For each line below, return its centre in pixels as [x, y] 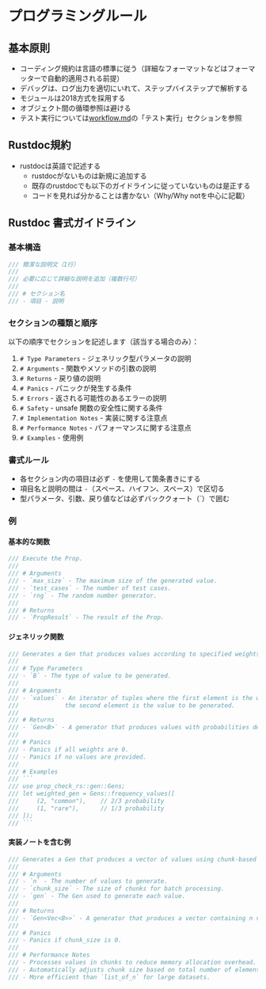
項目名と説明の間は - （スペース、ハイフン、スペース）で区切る [122, 489]
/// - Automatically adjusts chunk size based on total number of [120, 970]
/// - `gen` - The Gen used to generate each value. [97, 896]
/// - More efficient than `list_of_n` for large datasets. [110, 977]
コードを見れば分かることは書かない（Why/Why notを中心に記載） [140, 196]
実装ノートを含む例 [40, 842]
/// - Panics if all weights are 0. [68, 749]
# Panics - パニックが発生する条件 [76, 388]
